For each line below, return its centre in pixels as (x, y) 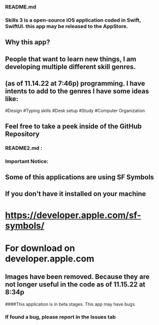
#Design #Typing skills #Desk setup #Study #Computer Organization (75, 111)
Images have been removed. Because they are (77, 277)
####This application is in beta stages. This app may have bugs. (71, 304)
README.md (21, 7)
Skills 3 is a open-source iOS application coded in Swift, (73, 20)
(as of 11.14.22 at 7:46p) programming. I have (75, 84)
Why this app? (28, 42)
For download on (40, 248)
